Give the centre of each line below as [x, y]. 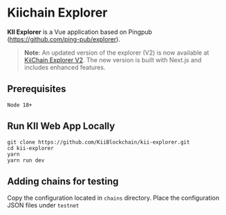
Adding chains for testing [63, 181]
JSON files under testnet [43, 205]
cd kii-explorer [30, 148]
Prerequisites [37, 89]
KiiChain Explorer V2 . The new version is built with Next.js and [113, 59]
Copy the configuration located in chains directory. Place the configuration [113, 198]
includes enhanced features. [65, 67]
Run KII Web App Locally [61, 126]
